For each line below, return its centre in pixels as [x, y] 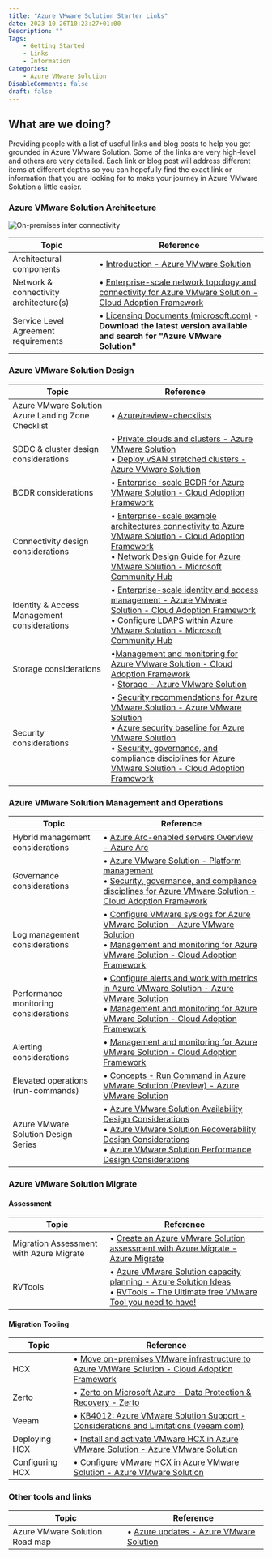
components [36, 269]
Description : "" [36, 31]
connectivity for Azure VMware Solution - [179, 293]
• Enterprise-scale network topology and [178, 282]
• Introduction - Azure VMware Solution [175, 264]
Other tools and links [50, 1497]
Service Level [38, 321]
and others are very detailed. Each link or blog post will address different [130, 161]
